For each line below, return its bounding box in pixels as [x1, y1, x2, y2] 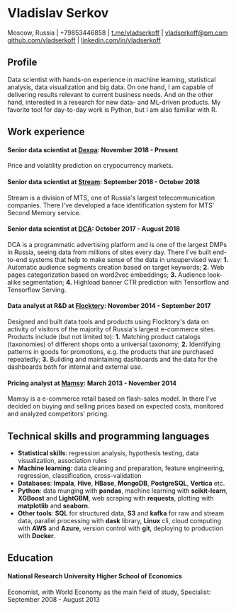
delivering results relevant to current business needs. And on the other [7, 90, 214, 98]
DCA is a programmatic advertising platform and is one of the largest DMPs [7, 240, 227, 249]
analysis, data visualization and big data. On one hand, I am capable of [7, 83, 214, 91]
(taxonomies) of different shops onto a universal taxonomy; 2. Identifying [7, 340, 221, 348]
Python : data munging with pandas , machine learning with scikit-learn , [17, 486, 228, 495]
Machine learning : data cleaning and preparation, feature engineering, [17, 464, 225, 472]
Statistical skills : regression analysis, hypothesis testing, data [17, 448, 199, 457]
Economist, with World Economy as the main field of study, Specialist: [7, 588, 211, 596]
